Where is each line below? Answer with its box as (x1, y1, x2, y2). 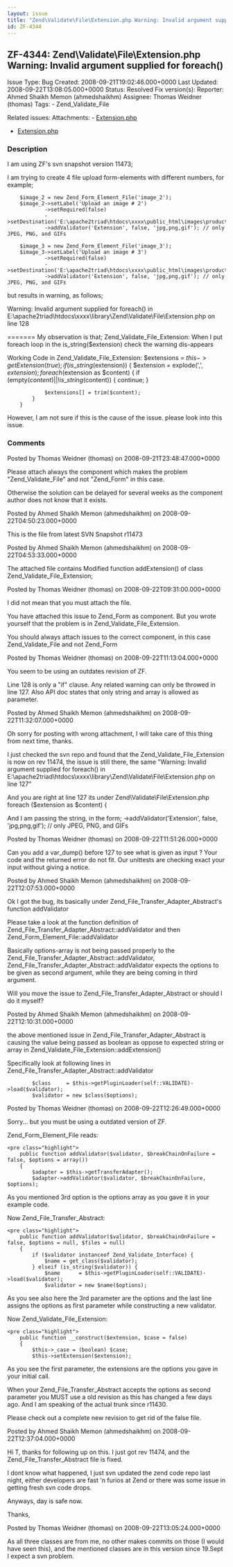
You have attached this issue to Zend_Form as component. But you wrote (7, 612, 216, 620)
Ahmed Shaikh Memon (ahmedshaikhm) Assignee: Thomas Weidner (7, 93, 202, 101)
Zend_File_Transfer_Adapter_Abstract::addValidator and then (7, 925, 181, 934)
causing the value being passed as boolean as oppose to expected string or (7, 1038, 224, 1046)
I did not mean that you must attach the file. (7, 598, 132, 607)
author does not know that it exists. (7, 495, 108, 504)
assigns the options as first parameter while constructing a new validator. (7, 1301, 217, 1310)
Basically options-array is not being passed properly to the (7, 946, 175, 954)
